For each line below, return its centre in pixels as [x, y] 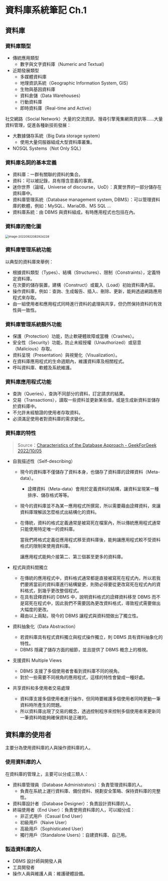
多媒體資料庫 [33, 76]
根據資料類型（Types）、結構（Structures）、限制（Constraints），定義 [84, 272]
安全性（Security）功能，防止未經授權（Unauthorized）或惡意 [77, 343]
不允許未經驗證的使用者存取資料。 [48, 413]
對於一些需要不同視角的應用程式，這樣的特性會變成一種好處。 [84, 677]
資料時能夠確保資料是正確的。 [60, 717]
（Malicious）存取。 [33, 349]
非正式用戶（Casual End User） [52, 816]
